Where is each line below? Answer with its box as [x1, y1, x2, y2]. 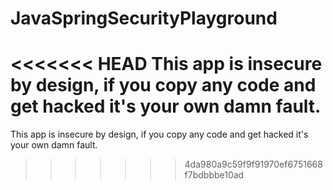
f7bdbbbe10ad [184, 169, 245, 181]
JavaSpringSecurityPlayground [10, 7, 278, 30]
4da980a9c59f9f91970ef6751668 [184, 158, 323, 171]
